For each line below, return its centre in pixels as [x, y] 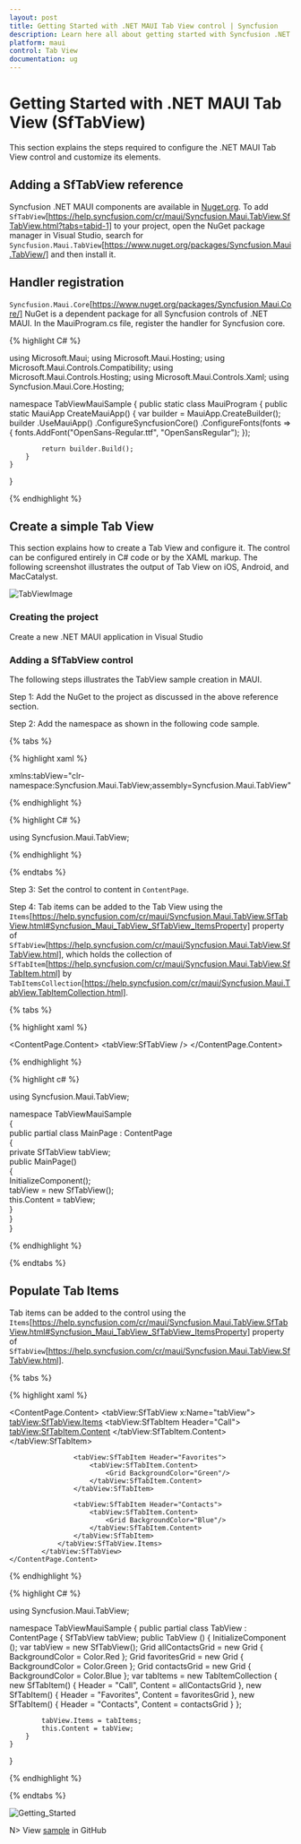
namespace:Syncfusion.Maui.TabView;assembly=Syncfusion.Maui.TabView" [150, 785]
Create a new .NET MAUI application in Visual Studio [106, 636]
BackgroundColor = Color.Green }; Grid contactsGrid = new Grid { [130, 1666]
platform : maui [38, 43]
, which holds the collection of [117, 954]
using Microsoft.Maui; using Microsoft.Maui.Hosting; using [117, 358]
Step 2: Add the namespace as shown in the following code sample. [134, 723]
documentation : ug [43, 59]
